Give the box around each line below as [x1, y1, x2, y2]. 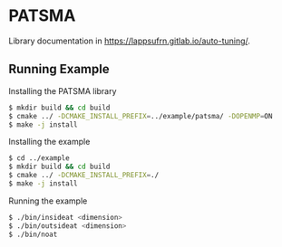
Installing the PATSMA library [8, 85, 117, 96]
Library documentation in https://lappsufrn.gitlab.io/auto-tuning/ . [8, 35, 251, 46]
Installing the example [8, 137, 91, 147]
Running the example [8, 195, 88, 206]
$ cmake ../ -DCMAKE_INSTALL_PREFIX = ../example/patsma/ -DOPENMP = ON [8, 111, 273, 120]
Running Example [8, 62, 110, 77]
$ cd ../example [8, 154, 70, 163]
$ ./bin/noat [8, 230, 58, 239]
